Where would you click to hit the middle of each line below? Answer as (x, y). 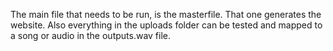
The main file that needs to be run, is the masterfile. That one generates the (166, 14)
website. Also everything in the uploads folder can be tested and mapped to (166, 25)
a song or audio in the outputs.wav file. (91, 35)
